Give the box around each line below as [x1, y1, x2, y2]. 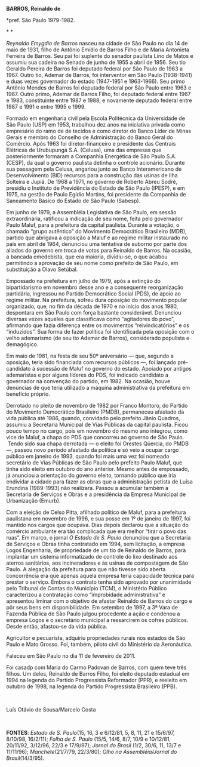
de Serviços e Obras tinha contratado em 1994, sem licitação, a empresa [6, 540, 185, 547]
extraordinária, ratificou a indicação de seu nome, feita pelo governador [6, 215, 183, 222]
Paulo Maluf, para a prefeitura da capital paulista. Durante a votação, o [6, 221, 180, 229]
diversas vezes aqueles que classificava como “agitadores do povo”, [6, 316, 175, 322]
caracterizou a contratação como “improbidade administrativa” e [6, 591, 166, 598]
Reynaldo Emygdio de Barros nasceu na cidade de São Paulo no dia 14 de [6, 40, 188, 47]
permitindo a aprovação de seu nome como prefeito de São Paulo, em [6, 260, 179, 266]
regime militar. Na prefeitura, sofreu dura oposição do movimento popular [6, 297, 187, 303]
